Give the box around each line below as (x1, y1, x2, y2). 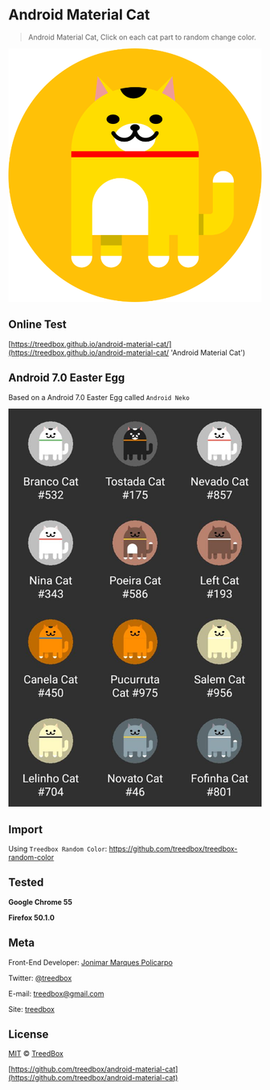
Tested (8, 876, 44, 890)
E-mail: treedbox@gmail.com (8, 989, 104, 998)
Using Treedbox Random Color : (8, 844, 108, 853)
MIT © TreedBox (8, 1049, 64, 1059)
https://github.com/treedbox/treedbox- (108, 844, 239, 853)
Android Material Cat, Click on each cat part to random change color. (27, 32, 257, 42)
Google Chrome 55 (8, 897, 72, 906)
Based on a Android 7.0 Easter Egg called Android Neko (8, 392, 190, 402)
